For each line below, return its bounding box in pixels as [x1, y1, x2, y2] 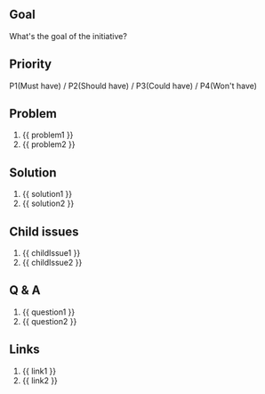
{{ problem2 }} [21, 139, 76, 150]
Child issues [9, 224, 79, 239]
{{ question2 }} [21, 316, 77, 326]
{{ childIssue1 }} [21, 248, 81, 259]
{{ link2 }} [21, 374, 58, 386]
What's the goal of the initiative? [9, 30, 127, 41]
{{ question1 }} [21, 307, 76, 317]
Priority [9, 57, 52, 72]
